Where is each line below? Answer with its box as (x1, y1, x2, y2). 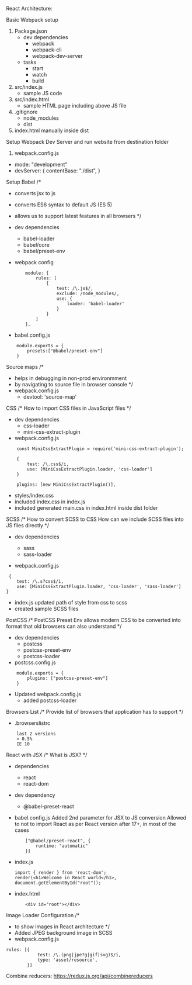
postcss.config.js (14, 659, 57, 666)
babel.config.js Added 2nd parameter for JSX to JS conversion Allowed (14, 814, 187, 821)
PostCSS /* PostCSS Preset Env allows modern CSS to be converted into (6, 617, 181, 623)
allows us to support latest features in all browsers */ (14, 213, 142, 219)
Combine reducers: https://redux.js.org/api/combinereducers (6, 973, 153, 979)
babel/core (23, 241, 50, 248)
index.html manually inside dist (14, 127, 89, 134)
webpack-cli (32, 46, 62, 53)
